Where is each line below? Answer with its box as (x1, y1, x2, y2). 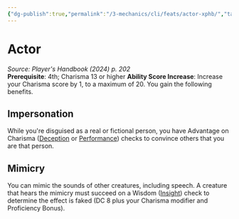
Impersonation (7, 107, 74, 119)
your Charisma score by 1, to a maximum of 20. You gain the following (7, 80, 212, 88)
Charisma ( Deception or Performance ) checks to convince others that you (7, 134, 225, 143)
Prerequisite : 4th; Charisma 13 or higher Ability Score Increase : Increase (7, 72, 223, 80)
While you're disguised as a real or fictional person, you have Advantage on (7, 127, 229, 135)
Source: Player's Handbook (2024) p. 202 (7, 65, 131, 73)
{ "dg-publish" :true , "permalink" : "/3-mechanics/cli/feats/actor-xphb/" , (7, 10, 224, 18)
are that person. (7, 141, 55, 150)
